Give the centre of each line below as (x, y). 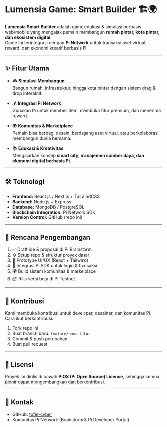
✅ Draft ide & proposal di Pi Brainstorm (52, 249)
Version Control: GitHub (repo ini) (47, 217)
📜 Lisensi (19, 364)
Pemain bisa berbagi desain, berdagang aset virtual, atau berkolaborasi (85, 133)
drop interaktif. (27, 93)
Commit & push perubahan (40, 339)
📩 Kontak (19, 402)
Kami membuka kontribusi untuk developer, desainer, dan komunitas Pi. (78, 313)
